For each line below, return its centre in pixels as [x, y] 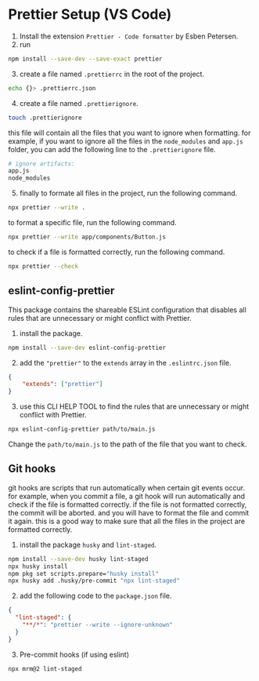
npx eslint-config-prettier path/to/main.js [82, 429]
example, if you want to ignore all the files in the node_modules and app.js [126, 141]
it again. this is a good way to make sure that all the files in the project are [126, 521]
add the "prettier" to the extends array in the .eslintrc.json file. [126, 362]
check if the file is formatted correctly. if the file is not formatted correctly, [128, 504]
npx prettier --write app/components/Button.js [87, 237]
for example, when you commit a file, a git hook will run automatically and [126, 496]
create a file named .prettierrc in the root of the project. [112, 74]
